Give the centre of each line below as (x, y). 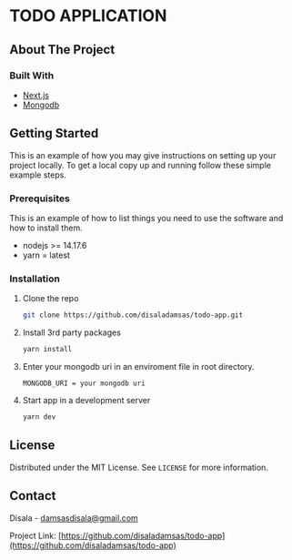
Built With (32, 76)
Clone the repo (50, 299)
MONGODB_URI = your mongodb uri (84, 383)
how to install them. (46, 228)
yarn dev (39, 417)
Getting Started (54, 133)
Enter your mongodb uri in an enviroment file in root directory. (138, 367)
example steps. (38, 175)
